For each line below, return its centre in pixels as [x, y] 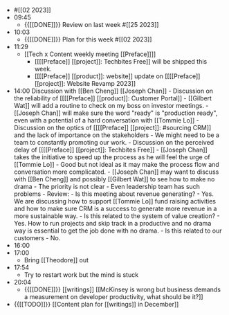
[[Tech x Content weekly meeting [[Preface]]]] [90, 54]
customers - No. [37, 238]
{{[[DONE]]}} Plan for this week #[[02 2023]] [88, 39]
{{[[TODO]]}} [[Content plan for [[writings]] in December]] [96, 304]
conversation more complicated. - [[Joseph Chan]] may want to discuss [116, 172]
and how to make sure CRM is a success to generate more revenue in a [115, 208]
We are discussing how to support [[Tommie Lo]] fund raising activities [115, 201]
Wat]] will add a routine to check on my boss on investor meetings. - [111, 106]
